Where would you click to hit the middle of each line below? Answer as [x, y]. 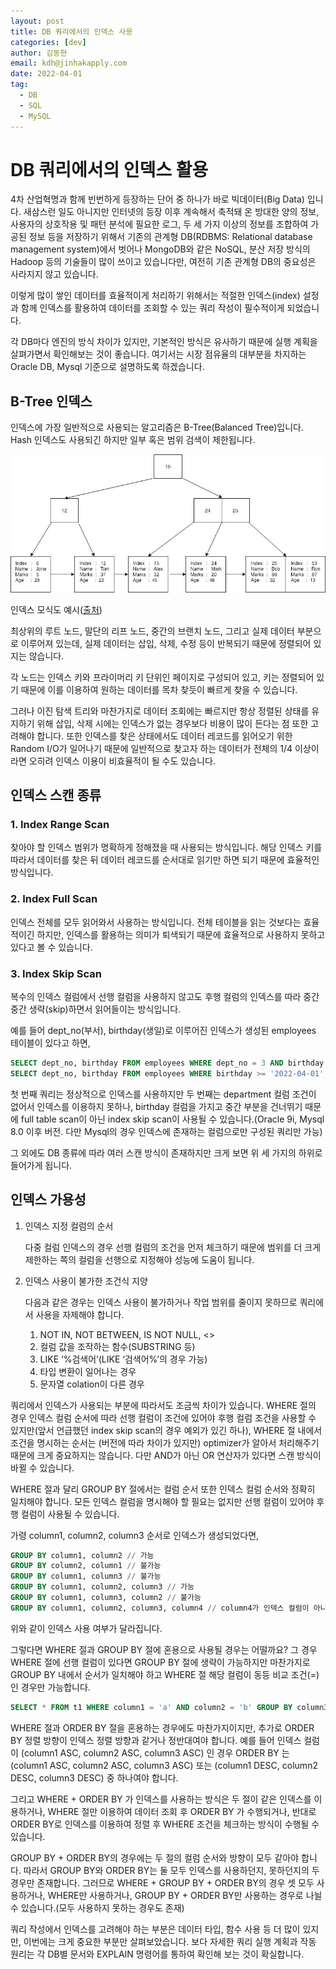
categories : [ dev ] [48, 42]
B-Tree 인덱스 [51, 401]
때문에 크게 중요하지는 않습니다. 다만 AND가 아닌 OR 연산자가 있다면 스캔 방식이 [166, 1455]
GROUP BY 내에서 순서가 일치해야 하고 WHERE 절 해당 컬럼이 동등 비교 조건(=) [165, 1674]
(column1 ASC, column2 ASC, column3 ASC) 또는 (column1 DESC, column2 [164, 1765]
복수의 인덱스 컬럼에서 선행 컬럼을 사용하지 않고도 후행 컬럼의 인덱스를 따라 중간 [165, 996]
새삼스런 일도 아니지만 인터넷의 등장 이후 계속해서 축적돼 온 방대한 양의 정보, [171, 212]
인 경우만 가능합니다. [50, 1687]
